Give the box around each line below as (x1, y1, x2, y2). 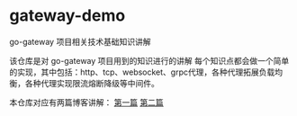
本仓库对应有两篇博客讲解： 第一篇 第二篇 (9, 96, 164, 108)
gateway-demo (9, 5, 126, 26)
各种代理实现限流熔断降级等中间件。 (24, 77, 159, 88)
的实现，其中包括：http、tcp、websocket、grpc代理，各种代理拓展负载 (9, 67, 275, 77)
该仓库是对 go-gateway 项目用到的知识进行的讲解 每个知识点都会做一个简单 (9, 55, 290, 66)
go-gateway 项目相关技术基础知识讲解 (9, 36, 151, 47)
